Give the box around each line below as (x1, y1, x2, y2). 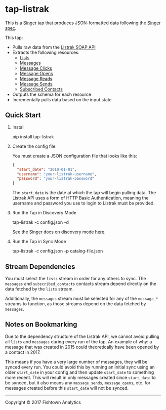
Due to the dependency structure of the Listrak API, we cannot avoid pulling (5, 333, 160, 339)
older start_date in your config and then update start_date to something (5, 369, 154, 375)
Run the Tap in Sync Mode (12, 239, 67, 245)
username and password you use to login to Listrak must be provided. (12, 200, 155, 206)
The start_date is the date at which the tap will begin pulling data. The (12, 190, 156, 196)
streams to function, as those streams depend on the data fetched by (5, 300, 146, 307)
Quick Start (5, 111, 41, 120)
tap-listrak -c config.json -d (12, 219, 69, 225)
